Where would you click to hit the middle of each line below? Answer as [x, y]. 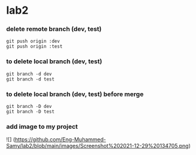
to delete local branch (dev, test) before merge [75, 94]
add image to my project [42, 127]
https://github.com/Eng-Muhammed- [60, 139]
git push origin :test [34, 46]
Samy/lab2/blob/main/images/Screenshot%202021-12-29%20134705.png [98, 146]
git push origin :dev [33, 41]
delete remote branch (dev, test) [54, 29]
